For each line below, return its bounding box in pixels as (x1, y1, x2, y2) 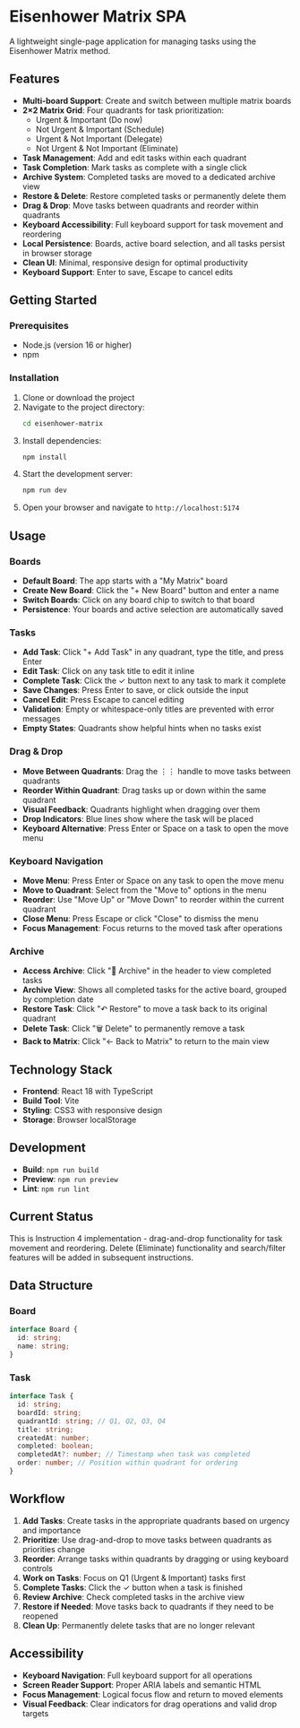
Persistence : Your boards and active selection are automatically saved (21, 604, 284, 615)
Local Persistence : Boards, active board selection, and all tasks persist (21, 238, 286, 248)
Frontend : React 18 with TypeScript (21, 1086, 154, 1097)
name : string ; (17, 1342, 70, 1351)
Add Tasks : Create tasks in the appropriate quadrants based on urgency (21, 1515, 290, 1525)
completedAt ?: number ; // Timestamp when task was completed (17, 1450, 251, 1459)
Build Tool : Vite (21, 1095, 80, 1106)
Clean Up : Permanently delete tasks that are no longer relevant (21, 1620, 255, 1630)
